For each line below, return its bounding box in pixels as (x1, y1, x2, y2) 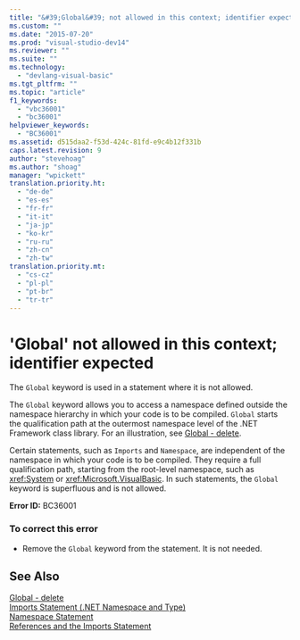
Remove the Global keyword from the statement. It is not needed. (21, 543, 262, 553)
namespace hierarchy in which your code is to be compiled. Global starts (9, 409, 279, 420)
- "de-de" (17, 187, 54, 196)
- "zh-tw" (17, 254, 54, 263)
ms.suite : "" (9, 54, 58, 63)
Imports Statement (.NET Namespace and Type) (9, 602, 186, 612)
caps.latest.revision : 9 (9, 145, 102, 154)
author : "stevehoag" (9, 154, 87, 163)
